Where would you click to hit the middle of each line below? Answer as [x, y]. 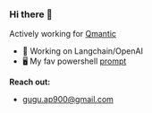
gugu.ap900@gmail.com [68, 100]
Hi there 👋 [31, 14]
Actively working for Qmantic [63, 34]
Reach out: [30, 82]
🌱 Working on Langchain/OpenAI [82, 51]
